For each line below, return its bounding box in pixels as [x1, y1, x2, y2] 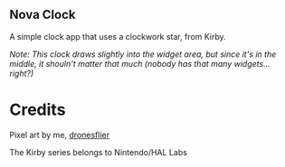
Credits [9, 99, 66, 120]
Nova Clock [9, 7, 76, 23]
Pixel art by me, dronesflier [9, 129, 110, 140]
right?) [9, 68, 34, 79]
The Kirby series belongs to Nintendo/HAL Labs [9, 146, 188, 157]
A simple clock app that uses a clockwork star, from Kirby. [9, 31, 226, 42]
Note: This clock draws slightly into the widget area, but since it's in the [9, 49, 277, 60]
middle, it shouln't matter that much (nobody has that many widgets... [9, 58, 271, 69]
